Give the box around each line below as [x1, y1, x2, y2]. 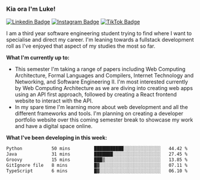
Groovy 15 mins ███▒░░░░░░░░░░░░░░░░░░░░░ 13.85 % [6, 157, 187, 163]
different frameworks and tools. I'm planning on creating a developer [14, 110, 183, 117]
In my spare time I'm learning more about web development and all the [14, 104, 189, 111]
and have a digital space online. [14, 123, 93, 130]
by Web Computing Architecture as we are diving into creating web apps [14, 85, 193, 92]
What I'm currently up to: [6, 54, 70, 61]
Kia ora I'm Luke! [6, 5, 56, 13]
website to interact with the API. [14, 97, 93, 104]
